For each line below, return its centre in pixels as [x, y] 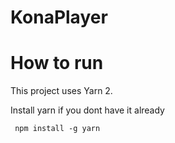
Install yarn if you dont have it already [87, 110]
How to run [57, 63]
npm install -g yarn [57, 129]
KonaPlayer [59, 17]
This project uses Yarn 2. [61, 91]
